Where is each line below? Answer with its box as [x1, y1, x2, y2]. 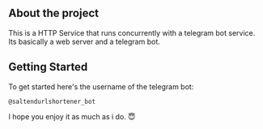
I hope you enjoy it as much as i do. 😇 [8, 111, 136, 121]
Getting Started [8, 60, 88, 74]
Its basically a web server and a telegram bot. [8, 37, 160, 46]
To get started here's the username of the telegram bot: [8, 81, 194, 92]
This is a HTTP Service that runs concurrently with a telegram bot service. [8, 28, 256, 37]
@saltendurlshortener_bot [8, 97, 95, 105]
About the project [8, 6, 100, 20]
